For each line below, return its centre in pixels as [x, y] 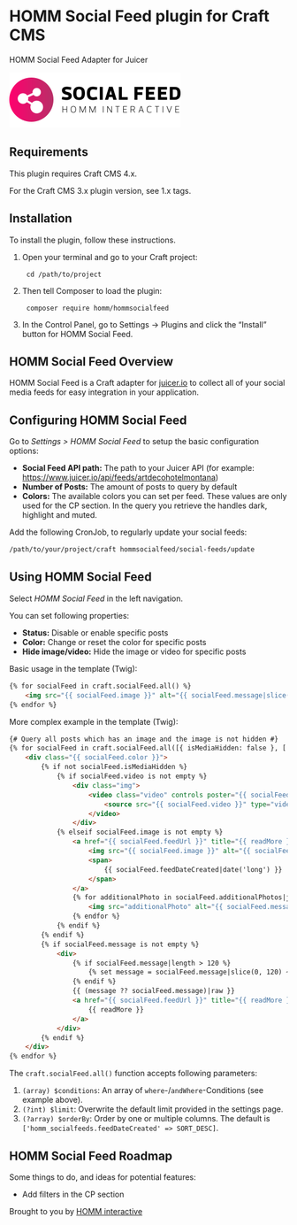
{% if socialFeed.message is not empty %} [120, 944]
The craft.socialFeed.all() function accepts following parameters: [133, 1074]
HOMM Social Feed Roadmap [91, 1156]
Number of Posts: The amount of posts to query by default [129, 487]
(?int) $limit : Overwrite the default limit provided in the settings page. [152, 1109]
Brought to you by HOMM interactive [76, 1211]
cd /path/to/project [64, 274]
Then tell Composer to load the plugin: [91, 290]
